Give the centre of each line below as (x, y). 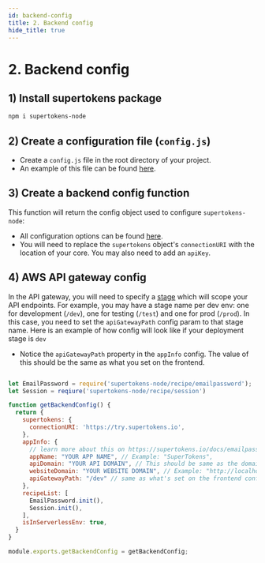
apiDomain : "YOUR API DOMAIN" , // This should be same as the (133, 464)
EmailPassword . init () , (66, 501)
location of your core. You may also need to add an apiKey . (115, 253)
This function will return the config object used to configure (105, 212)
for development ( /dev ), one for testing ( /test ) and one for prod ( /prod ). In (129, 313)
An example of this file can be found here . (88, 169)
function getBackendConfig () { (60, 405)
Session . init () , (56, 508)
